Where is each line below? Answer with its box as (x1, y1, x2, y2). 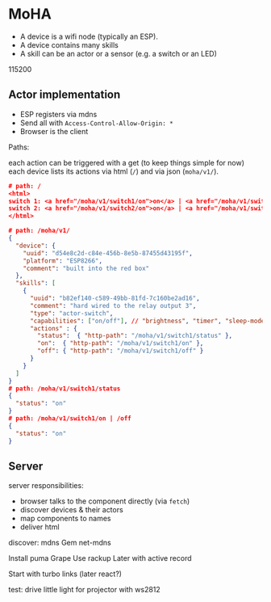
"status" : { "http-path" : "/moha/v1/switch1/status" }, (37, 332, 232, 340)
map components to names (19, 514, 111, 524)
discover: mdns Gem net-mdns (8, 538, 111, 548)
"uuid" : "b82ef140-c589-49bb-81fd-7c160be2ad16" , (29, 294, 200, 302)
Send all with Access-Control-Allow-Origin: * (19, 118, 173, 128)
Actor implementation (8, 88, 121, 102)
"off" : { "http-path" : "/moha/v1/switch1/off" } (37, 347, 204, 356)
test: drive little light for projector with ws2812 (8, 585, 161, 595)
